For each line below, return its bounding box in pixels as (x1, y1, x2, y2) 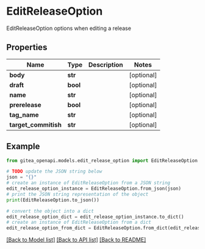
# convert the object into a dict (6, 208, 95, 214)
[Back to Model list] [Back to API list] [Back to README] (6, 236, 146, 243)
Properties (6, 42, 48, 53)
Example (6, 141, 40, 152)
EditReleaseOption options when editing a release (6, 24, 131, 32)
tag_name (9, 110, 39, 119)
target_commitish (9, 121, 62, 129)
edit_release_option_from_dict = (6, 225, 92, 231)
